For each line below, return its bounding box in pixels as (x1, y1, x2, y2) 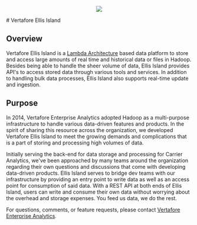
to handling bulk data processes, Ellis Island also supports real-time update (6, 75, 189, 82)
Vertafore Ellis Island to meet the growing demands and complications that (6, 133, 187, 140)
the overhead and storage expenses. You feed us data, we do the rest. (6, 194, 177, 201)
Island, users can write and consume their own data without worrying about (6, 188, 190, 195)
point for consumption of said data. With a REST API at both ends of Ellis (6, 182, 182, 189)
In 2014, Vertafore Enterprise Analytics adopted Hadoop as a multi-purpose (6, 114, 190, 121)
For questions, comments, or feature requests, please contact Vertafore (6, 206, 180, 213)
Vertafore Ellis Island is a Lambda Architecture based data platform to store (6, 49, 189, 56)
